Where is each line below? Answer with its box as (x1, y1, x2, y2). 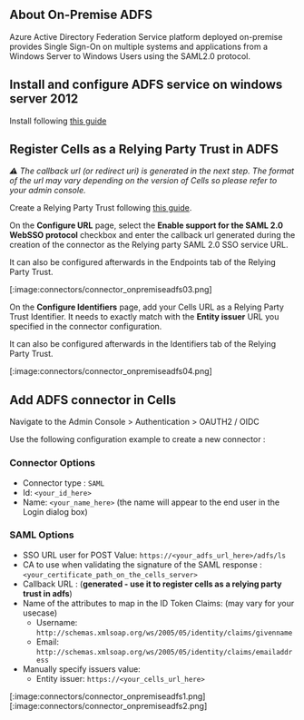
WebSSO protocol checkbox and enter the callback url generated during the (9, 230, 296, 241)
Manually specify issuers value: (22, 663, 141, 675)
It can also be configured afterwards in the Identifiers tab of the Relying (9, 339, 277, 350)
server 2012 (9, 91, 79, 107)
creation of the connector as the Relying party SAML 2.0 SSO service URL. (9, 240, 289, 251)
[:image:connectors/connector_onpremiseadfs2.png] (9, 700, 208, 711)
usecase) (22, 607, 58, 618)
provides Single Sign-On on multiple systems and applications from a (9, 41, 269, 52)
